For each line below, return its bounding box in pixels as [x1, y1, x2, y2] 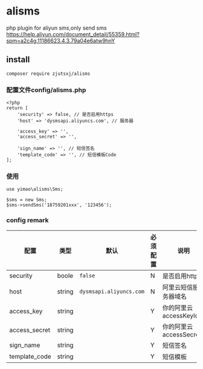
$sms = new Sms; [6, 197, 47, 203]
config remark [6, 216, 49, 225]
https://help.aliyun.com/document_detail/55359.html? [6, 30, 140, 37]
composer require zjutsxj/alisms [6, 71, 91, 77]
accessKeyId [162, 311, 199, 319]
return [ [6, 105, 28, 111]
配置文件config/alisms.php [6, 86, 86, 94]
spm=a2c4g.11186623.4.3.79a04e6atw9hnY [6, 37, 115, 44]
